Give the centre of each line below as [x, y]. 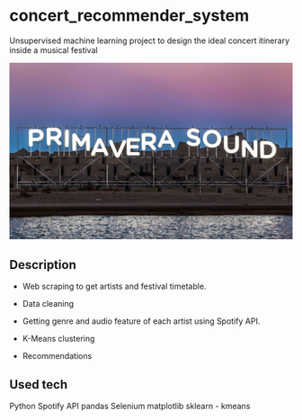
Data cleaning [48, 304]
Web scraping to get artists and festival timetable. [114, 286]
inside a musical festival [53, 49]
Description [43, 265]
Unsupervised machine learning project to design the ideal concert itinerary [150, 40]
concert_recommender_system [129, 16]
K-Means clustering [58, 339]
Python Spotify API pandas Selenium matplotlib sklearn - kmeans [130, 407]
